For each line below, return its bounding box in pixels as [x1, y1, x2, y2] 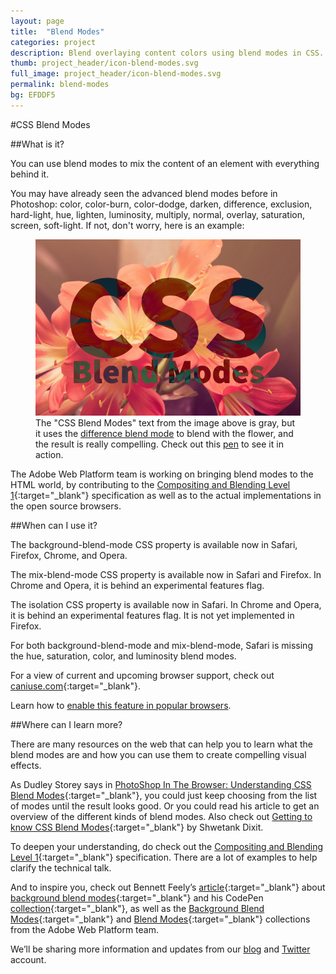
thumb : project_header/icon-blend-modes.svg [10, 58, 199, 69]
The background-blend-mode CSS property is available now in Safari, [10, 539, 298, 551]
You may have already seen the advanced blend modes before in [10, 187, 278, 199]
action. [35, 449, 64, 461]
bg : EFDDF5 [10, 90, 56, 100]
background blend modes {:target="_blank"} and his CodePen [10, 892, 264, 904]
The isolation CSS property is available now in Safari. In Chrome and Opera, [10, 599, 322, 611]
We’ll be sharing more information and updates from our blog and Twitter [10, 943, 311, 955]
